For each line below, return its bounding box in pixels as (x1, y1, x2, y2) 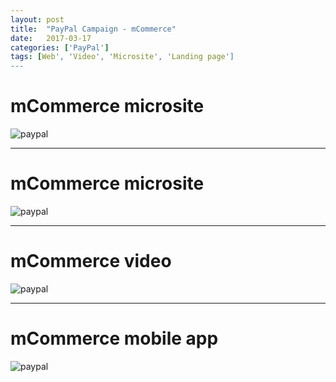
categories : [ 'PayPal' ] (10, 42, 110, 53)
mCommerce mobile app (10, 327, 219, 350)
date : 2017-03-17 (10, 33, 92, 43)
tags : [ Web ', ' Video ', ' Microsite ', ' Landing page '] (10, 52, 235, 62)
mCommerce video (10, 250, 172, 273)
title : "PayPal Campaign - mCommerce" (10, 24, 177, 34)
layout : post (10, 14, 65, 25)
